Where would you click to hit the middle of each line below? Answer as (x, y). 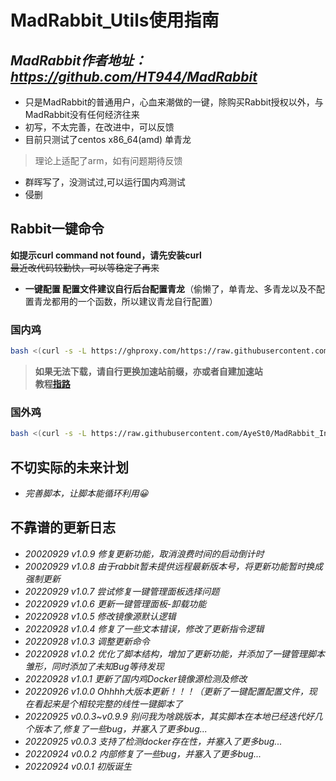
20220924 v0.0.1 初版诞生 (78, 766)
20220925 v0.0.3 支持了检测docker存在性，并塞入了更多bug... (153, 741)
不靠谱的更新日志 (63, 527)
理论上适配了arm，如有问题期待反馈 (108, 160)
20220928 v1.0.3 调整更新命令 (87, 641)
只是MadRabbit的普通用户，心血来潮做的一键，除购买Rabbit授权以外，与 (174, 102)
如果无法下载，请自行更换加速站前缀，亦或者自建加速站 (148, 371)
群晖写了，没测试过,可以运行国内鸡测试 (105, 182)
